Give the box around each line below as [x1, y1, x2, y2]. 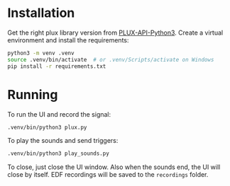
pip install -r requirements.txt [7, 62, 106, 70]
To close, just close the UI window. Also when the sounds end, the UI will [7, 163, 221, 171]
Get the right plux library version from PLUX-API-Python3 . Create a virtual [7, 28, 224, 37]
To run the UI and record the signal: [7, 110, 111, 118]
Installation [7, 5, 75, 21]
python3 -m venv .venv [7, 50, 75, 57]
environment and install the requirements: [7, 35, 129, 44]
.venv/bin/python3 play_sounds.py [7, 150, 110, 157]
